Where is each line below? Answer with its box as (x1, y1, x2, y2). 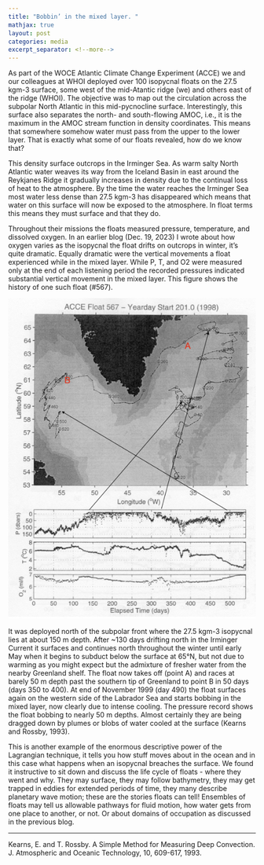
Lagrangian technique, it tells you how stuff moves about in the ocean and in (8, 750, 255, 760)
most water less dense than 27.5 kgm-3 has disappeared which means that (8, 192, 251, 202)
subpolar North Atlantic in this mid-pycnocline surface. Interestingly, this (8, 102, 243, 112)
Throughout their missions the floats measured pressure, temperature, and (8, 224, 250, 233)
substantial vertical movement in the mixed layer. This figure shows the (8, 274, 238, 284)
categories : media (8, 38, 68, 46)
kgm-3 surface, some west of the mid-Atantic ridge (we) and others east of (8, 85, 252, 94)
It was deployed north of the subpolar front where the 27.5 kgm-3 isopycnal (8, 627, 253, 636)
